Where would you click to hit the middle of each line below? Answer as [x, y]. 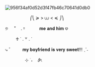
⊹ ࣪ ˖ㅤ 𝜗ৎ [33, 60]
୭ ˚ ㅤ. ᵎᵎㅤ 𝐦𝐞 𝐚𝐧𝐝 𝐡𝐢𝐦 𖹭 [37, 28]
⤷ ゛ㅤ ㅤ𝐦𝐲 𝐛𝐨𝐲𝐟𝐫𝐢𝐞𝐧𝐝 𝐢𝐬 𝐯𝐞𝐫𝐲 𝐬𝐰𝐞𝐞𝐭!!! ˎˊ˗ [47, 49]
